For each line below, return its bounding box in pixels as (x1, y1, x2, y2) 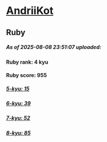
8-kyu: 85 (6, 129, 31, 136)
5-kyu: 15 (6, 85, 30, 92)
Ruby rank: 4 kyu (6, 58, 49, 65)
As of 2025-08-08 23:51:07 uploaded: (6, 44, 102, 51)
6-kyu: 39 (6, 100, 31, 107)
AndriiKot (6, 4, 54, 18)
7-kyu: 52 (6, 115, 30, 122)
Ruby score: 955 (6, 72, 47, 79)
